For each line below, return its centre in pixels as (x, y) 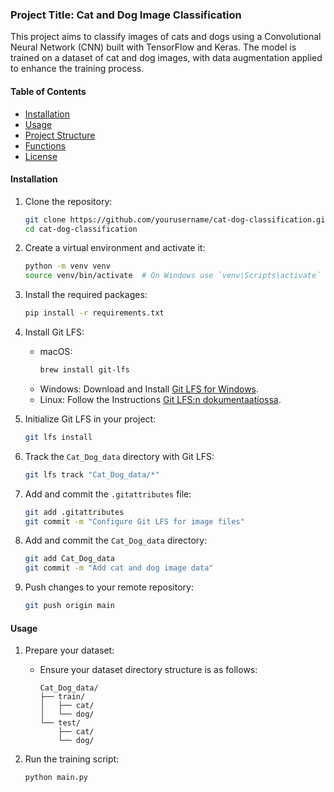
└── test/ (60, 723)
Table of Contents (48, 91)
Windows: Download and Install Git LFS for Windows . (149, 389)
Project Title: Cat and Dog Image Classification (126, 15)
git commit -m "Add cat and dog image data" (119, 568)
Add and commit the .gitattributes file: (108, 494)
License (41, 156)
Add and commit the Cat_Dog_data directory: (116, 540)
